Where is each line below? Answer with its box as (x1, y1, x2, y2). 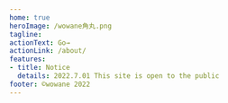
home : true (9, 13, 50, 22)
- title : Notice (9, 64, 70, 73)
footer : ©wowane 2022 (9, 80, 91, 89)
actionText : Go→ (9, 38, 70, 47)
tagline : (9, 30, 42, 39)
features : (9, 55, 47, 64)
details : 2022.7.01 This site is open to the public (17, 72, 220, 81)
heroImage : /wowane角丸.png (9, 21, 113, 30)
